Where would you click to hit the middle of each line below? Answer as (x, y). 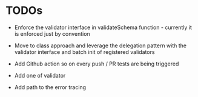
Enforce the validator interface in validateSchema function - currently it (103, 27)
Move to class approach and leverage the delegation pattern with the (101, 45)
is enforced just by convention (52, 33)
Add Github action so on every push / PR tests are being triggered (97, 64)
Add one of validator (40, 75)
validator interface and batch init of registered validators (84, 52)
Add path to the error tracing (50, 87)
